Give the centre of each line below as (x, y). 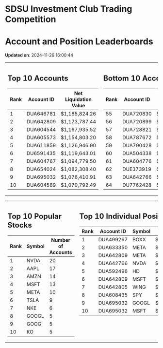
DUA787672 (137, 137)
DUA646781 (41, 114)
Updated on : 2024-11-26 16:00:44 (39, 55)
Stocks (20, 225)
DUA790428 (137, 145)
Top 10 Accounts (38, 78)
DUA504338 (137, 153)
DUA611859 (41, 145)
